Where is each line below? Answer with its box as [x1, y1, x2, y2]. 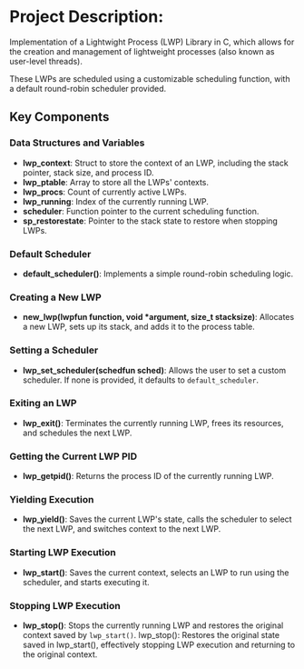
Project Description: [9, 6, 164, 27]
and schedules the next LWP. [22, 427, 132, 438]
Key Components [9, 109, 110, 125]
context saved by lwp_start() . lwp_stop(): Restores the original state [22, 630, 279, 640]
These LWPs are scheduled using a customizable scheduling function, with [9, 73, 290, 84]
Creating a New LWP [9, 291, 102, 304]
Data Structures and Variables [9, 136, 145, 149]
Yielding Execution [9, 494, 94, 506]
